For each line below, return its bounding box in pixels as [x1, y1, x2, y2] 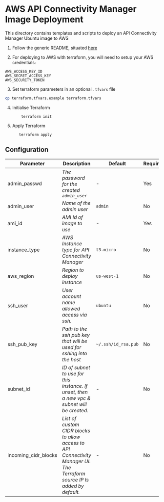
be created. [61, 407, 89, 414]
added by [61, 482, 84, 489]
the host [61, 356, 81, 363]
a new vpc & [61, 395, 91, 401]
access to [61, 439, 85, 446]
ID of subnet [61, 364, 90, 371]
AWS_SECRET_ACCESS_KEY [5, 73, 51, 78]
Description [62, 160, 91, 167]
